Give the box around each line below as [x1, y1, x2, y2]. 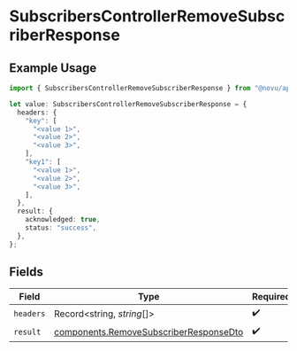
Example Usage [9, 60, 97, 75]
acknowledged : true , [25, 215, 101, 224]
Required [251, 291, 292, 303]
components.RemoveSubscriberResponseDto [54, 325, 244, 338]
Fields [9, 264, 44, 280]
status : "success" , [25, 223, 97, 232]
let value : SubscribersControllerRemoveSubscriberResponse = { [9, 99, 247, 108]
